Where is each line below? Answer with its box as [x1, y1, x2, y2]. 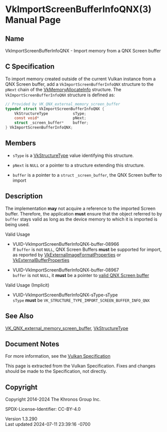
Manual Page [5, 14, 61, 26]
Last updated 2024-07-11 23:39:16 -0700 [5, 421, 91, 427]
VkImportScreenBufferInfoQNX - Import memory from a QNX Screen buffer [5, 48, 161, 53]
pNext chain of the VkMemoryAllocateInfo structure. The [5, 86, 122, 92]
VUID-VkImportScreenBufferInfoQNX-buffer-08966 [12, 241, 120, 247]
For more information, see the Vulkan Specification [5, 353, 111, 359]
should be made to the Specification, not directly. [5, 368, 107, 374]
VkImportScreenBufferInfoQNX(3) [5, 4, 152, 15]
